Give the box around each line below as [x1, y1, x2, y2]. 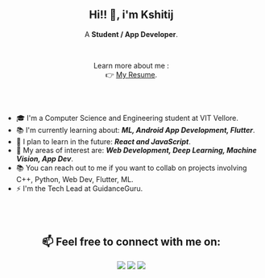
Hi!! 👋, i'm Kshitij [89, 8, 174, 22]
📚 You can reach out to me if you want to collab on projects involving [15, 163, 247, 172]
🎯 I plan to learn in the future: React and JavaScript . [15, 136, 191, 146]
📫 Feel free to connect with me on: [41, 235, 222, 249]
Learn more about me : [93, 60, 169, 70]
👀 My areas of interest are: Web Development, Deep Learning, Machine [15, 145, 257, 155]
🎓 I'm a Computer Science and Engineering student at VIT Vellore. [15, 113, 239, 122]
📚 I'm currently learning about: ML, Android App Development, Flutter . [15, 125, 255, 135]
